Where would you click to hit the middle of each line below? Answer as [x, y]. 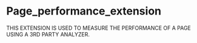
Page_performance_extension [84, 11]
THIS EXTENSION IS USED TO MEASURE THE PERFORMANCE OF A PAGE [98, 28]
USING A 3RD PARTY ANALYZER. [48, 34]
